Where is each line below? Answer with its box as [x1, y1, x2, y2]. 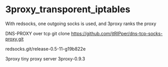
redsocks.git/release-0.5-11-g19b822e [5, 46, 86, 52]
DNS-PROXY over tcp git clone [5, 30, 70, 36]
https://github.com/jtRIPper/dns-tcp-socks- [70, 30, 163, 36]
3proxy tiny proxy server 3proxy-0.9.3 [5, 55, 85, 62]
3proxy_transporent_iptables [5, 4, 131, 15]
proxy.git [5, 36, 24, 42]
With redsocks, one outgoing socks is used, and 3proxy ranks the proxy [5, 20, 157, 27]
